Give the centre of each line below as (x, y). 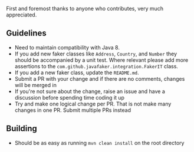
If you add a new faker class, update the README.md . (77, 72)
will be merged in (36, 85)
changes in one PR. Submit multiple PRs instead (73, 110)
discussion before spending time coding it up (70, 97)
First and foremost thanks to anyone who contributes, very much (85, 9)
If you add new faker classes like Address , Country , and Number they (96, 54)
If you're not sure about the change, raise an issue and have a (90, 91)
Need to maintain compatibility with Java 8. (67, 47)
